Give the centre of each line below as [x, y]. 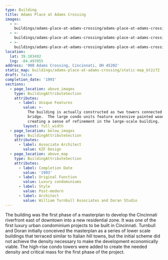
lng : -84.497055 [26, 61]
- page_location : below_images [42, 130]
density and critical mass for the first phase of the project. [65, 252]
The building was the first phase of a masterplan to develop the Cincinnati [81, 214]
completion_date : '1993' [31, 79]
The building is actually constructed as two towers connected [95, 112]
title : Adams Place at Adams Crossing [45, 14]
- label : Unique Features [45, 103]
